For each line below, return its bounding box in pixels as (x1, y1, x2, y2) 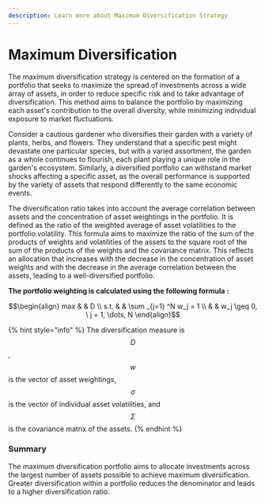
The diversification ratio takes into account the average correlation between (8, 203, 256, 213)
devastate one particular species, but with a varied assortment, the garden (8, 146, 252, 155)
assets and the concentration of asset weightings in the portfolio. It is (8, 211, 233, 222)
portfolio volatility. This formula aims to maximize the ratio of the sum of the (8, 229, 255, 238)
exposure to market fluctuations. (8, 114, 115, 123)
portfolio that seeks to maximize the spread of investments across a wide (8, 80, 247, 89)
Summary (8, 444, 47, 455)
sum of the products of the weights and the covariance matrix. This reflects (8, 245, 255, 255)
